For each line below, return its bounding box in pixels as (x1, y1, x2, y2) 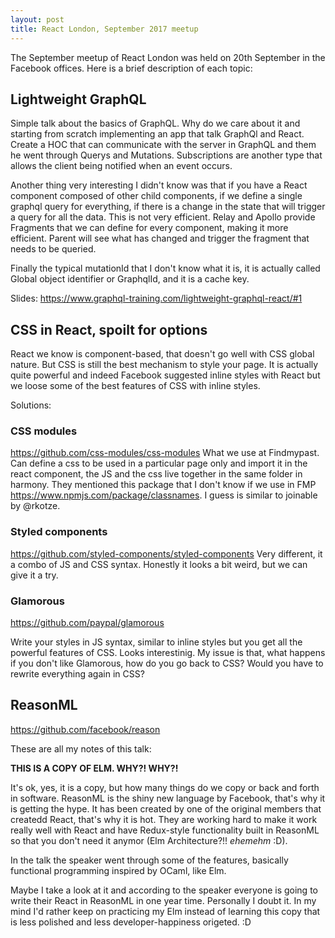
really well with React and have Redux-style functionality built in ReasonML (10, 824, 320, 836)
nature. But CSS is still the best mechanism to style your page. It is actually (10, 359, 319, 371)
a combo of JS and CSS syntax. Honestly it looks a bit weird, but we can (10, 558, 308, 570)
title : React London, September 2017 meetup (10, 24, 199, 34)
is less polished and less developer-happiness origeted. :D (10, 916, 252, 928)
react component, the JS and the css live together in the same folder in (10, 468, 303, 480)
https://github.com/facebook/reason (10, 723, 161, 735)
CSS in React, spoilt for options (10, 321, 208, 338)
